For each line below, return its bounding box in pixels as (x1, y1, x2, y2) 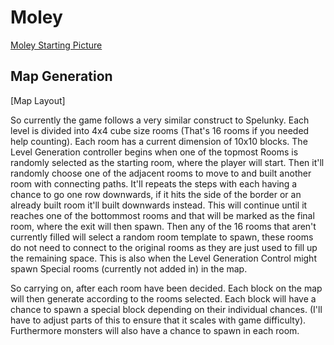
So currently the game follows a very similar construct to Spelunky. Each (10, 114, 310, 126)
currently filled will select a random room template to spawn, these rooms (10, 231, 314, 243)
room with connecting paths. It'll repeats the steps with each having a (10, 177, 298, 190)
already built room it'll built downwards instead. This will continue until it (10, 199, 308, 211)
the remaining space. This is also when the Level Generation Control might (10, 252, 317, 264)
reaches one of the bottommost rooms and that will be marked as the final (10, 209, 315, 221)
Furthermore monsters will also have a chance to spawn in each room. (10, 324, 300, 336)
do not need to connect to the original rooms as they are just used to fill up (10, 241, 318, 253)
